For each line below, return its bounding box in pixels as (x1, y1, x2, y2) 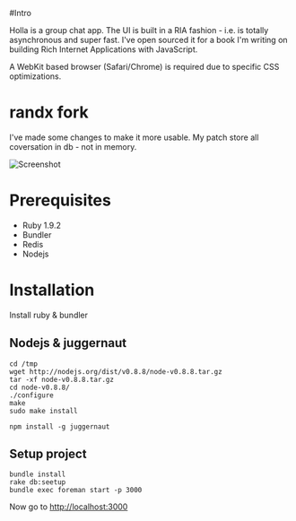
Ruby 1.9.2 (22, 220, 61, 230)
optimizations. (9, 71, 62, 82)
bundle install (9, 470, 66, 479)
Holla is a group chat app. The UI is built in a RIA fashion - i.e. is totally (9, 25, 269, 35)
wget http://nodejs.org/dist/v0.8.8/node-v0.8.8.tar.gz (9, 367, 222, 376)
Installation (9, 280, 95, 300)
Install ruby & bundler (9, 309, 88, 320)
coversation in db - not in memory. (9, 141, 137, 152)
